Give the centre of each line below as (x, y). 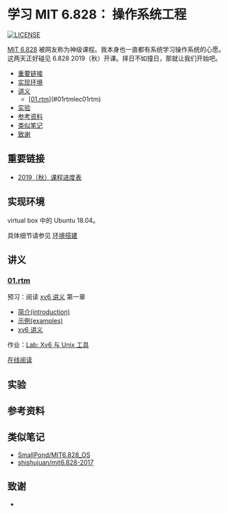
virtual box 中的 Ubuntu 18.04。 (53, 220)
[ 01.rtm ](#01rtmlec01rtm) (64, 99)
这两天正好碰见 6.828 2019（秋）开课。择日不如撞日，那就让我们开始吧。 (114, 58)
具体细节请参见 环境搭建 (42, 235)
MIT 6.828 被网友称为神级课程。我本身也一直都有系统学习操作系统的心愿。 (116, 49)
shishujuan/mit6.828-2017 (56, 462)
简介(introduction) (44, 312)
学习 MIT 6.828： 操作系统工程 (97, 15)
